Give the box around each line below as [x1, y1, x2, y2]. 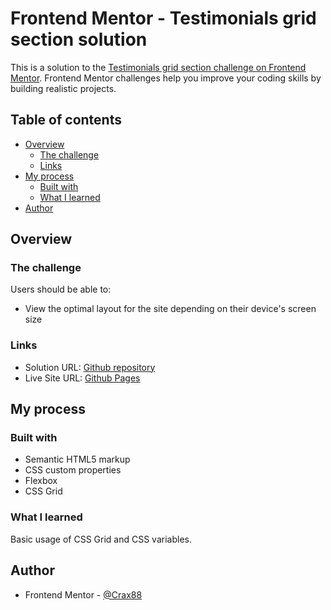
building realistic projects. [10, 82, 117, 94]
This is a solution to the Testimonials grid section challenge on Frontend [10, 61, 307, 73]
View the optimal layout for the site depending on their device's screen [24, 303, 317, 315]
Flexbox [24, 475, 58, 487]
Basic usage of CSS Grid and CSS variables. [10, 533, 192, 545]
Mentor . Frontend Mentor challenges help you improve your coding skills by [10, 72, 322, 84]
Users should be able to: [10, 283, 112, 296]
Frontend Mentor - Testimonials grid [10, 7, 317, 30]
